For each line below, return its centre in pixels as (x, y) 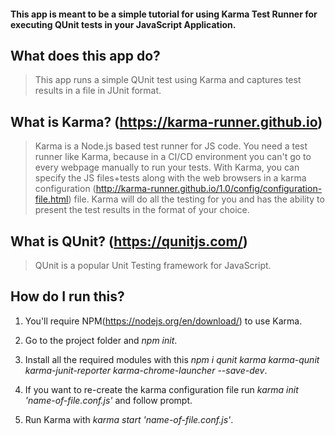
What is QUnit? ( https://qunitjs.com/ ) (129, 241)
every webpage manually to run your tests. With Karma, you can (167, 167)
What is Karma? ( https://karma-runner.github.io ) (166, 121)
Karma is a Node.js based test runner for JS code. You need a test (171, 146)
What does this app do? (85, 55)
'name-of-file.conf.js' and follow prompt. (108, 400)
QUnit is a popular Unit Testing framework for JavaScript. (153, 266)
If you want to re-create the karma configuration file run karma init (161, 389)
